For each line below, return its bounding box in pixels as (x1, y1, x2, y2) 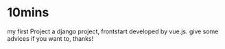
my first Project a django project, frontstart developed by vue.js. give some (7, 27, 219, 35)
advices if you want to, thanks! (7, 34, 94, 42)
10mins (7, 5, 49, 20)
